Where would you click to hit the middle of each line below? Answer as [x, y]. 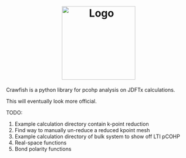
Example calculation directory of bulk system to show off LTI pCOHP [97, 136]
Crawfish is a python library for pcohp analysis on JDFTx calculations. [91, 90]
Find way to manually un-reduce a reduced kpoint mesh [82, 130]
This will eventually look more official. [51, 101]
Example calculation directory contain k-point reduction [82, 124]
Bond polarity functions [43, 149]
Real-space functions [40, 142]
